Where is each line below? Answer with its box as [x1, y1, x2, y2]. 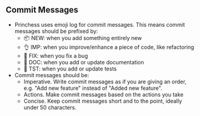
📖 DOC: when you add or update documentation [23, 58, 144, 66]
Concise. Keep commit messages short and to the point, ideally [23, 97, 182, 104]
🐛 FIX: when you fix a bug [23, 52, 88, 60]
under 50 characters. [23, 103, 77, 111]
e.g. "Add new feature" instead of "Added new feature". [23, 84, 162, 92]
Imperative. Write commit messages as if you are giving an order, [23, 78, 187, 85]
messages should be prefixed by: [14, 27, 98, 35]
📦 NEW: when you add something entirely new [23, 34, 142, 41]
